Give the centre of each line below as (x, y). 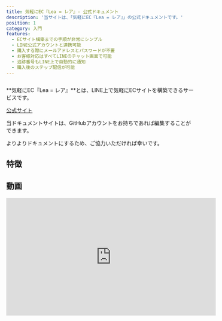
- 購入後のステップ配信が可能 (43, 67)
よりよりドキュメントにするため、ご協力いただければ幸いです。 (84, 143)
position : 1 (21, 23)
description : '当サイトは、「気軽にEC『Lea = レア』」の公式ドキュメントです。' (95, 17)
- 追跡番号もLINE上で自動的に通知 (48, 62)
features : (19, 34)
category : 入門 (24, 28)
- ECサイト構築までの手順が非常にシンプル (57, 39)
